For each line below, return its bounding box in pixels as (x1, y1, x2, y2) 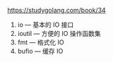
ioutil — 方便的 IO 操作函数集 (17, 30, 101, 37)
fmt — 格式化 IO (17, 38, 65, 46)
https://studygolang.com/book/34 (7, 6, 106, 14)
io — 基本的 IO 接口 (17, 20, 74, 29)
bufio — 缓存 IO (17, 47, 64, 55)
